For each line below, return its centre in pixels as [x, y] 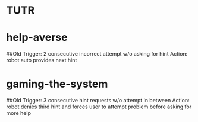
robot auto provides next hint [42, 60]
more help [19, 113]
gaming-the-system [57, 84]
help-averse [37, 38]
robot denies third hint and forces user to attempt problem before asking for [99, 107]
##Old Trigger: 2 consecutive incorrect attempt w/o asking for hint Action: [97, 54]
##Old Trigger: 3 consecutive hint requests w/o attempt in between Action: [98, 101]
